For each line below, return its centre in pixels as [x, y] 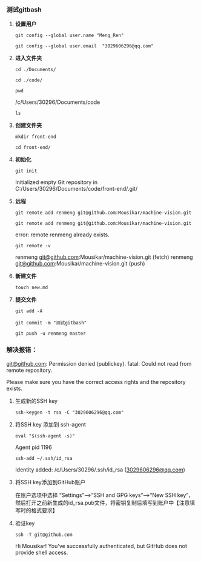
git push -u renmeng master [50, 334]
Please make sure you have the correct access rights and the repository [96, 382]
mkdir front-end [35, 137]
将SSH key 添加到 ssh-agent [51, 424]
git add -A [29, 311]
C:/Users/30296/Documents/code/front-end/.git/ [76, 189]
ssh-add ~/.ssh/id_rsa [44, 458]
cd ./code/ [29, 80]
